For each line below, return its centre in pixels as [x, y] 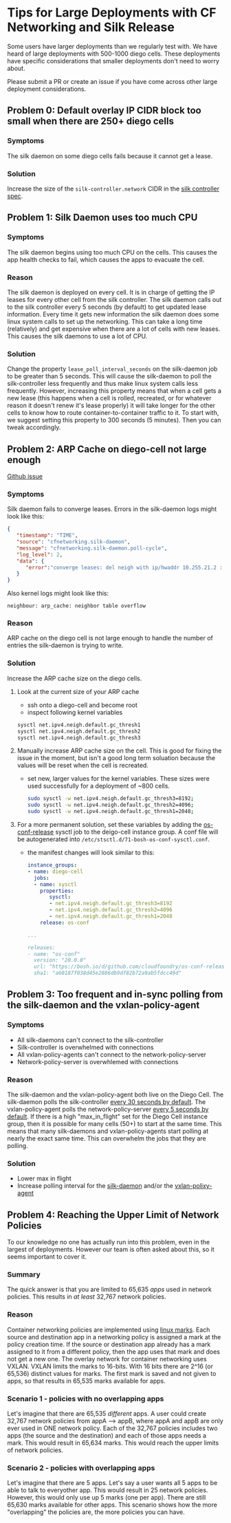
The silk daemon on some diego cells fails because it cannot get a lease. [110, 155]
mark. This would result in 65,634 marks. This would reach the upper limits [113, 1443]
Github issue [25, 477]
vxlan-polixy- [193, 1186]
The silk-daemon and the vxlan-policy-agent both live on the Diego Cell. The [115, 1094]
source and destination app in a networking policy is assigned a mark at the [114, 1337]
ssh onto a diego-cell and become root [82, 705]
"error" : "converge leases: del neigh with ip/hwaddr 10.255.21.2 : [124, 568]
